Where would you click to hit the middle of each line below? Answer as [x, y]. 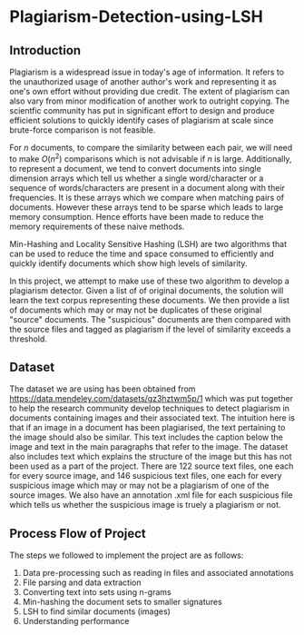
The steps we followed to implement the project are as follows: [127, 555]
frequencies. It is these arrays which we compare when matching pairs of [147, 197]
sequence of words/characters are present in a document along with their [147, 187]
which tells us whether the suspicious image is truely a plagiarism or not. [145, 505]
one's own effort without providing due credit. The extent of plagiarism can [150, 91]
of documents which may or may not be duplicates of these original [136, 310]
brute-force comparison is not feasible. [83, 130]
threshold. [29, 339]
